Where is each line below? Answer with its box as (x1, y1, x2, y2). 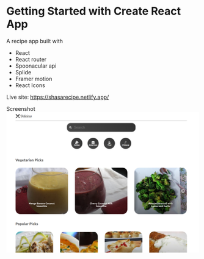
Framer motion (15, 75, 53, 82)
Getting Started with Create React (6, 4, 181, 18)
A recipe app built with (6, 37, 63, 44)
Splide (15, 68, 32, 76)
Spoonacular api (15, 62, 57, 69)
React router (15, 55, 47, 63)
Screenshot (6, 105, 35, 112)
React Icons (15, 81, 46, 89)
